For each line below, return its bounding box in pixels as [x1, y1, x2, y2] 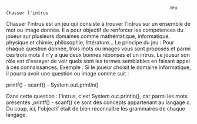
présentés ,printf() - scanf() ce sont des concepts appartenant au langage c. [6, 99, 191, 106]
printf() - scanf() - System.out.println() [6, 81, 99, 88]
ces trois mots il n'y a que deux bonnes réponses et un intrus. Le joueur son [6, 51, 190, 58]
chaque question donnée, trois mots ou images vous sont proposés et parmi [6, 45, 191, 52]
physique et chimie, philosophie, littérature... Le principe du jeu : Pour [6, 39, 175, 46]
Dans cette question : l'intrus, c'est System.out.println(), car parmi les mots [6, 93, 188, 99]
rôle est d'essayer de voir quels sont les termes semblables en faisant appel [6, 58, 190, 64]
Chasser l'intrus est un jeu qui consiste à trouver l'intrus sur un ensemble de [6, 20, 191, 27]
